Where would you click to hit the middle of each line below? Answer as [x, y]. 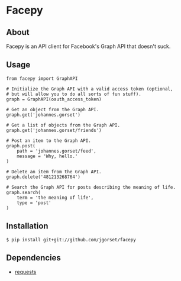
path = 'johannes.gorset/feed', [56, 151]
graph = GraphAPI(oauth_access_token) [54, 99]
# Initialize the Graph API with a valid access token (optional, [90, 89]
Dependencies [33, 258]
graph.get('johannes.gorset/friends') [54, 130]
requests [25, 272]
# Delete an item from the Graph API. [54, 172]
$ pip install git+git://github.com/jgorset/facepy [71, 240]
